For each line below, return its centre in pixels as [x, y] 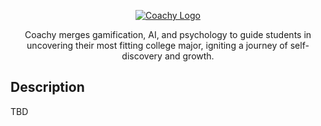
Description [47, 87]
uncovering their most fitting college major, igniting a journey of [157, 45]
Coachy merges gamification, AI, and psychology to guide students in [168, 34]
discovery [142, 56]
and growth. [189, 56]
